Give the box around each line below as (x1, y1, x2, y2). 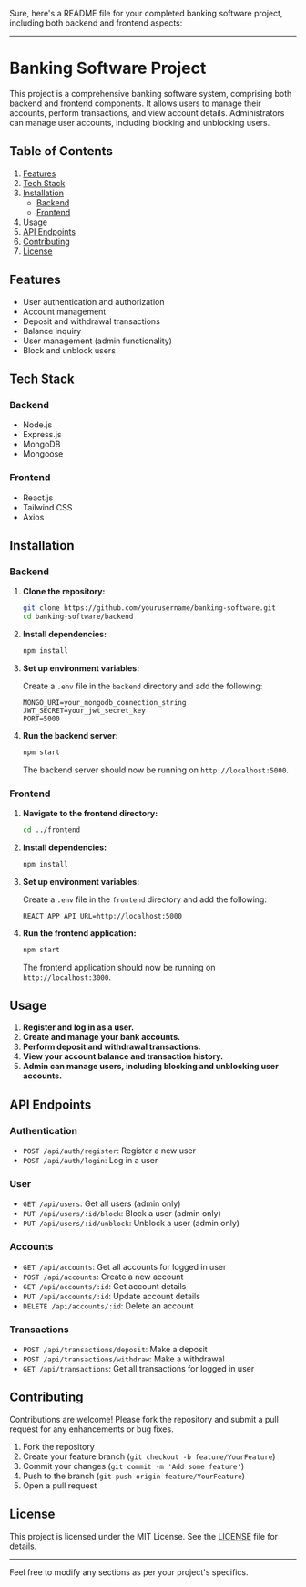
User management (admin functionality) (22, 335, 173, 346)
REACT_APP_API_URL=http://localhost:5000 (22, 911, 182, 920)
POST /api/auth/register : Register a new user (22, 1145, 197, 1156)
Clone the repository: (22, 586, 106, 597)
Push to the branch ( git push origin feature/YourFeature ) (22, 1470, 246, 1481)
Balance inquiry (22, 325, 82, 336)
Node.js (22, 419, 53, 430)
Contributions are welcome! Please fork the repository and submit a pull (9, 1414, 280, 1424)
